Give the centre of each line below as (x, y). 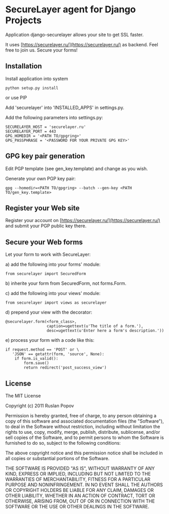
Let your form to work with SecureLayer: (48, 254)
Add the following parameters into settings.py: (54, 117)
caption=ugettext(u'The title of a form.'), (95, 326)
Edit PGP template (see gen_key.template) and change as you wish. (77, 169)
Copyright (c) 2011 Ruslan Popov (40, 406)
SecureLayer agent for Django (71, 10)
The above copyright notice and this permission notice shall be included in (84, 453)
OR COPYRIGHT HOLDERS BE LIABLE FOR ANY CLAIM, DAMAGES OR (80, 490)
